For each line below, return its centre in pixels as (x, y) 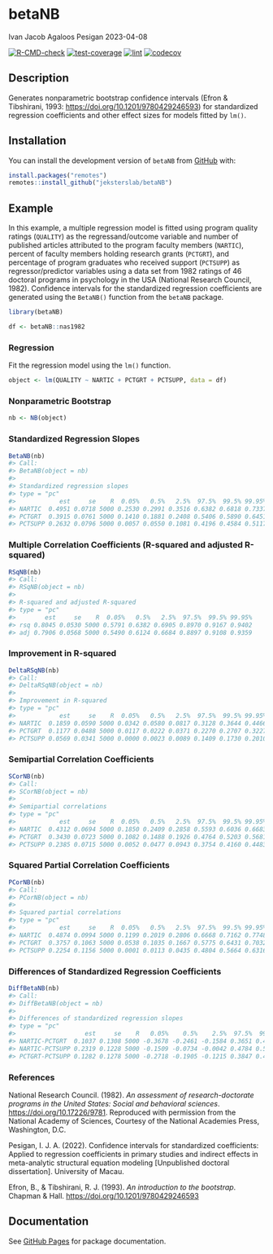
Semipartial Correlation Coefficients (81, 759)
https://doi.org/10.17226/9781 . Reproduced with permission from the (122, 1112)
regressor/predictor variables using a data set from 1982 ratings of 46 (125, 271)
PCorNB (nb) (27, 882)
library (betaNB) (36, 312)
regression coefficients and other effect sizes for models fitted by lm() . (127, 115)
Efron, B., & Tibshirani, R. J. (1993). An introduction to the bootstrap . (122, 1187)
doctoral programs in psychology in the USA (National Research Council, (130, 280)
